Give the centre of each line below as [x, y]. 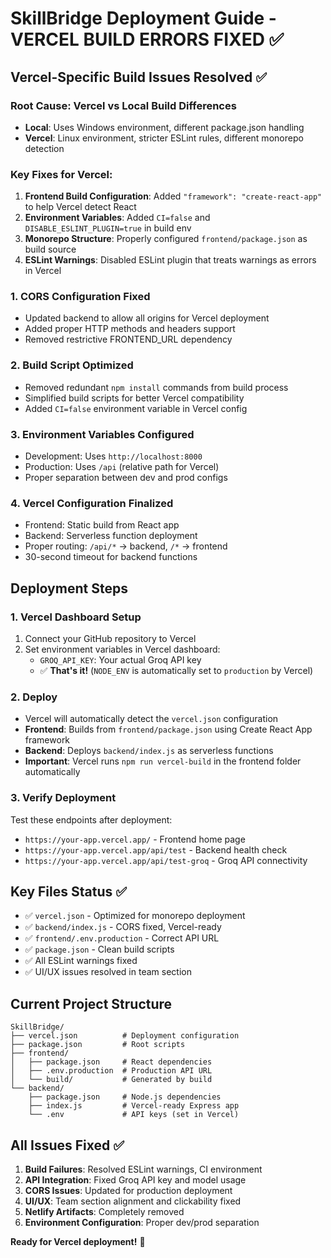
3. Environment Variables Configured [102, 434]
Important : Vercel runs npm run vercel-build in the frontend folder [163, 761]
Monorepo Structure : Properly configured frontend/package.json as [166, 239]
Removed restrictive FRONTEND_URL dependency [128, 339]
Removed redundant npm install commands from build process [156, 387]
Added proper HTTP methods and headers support [130, 329]
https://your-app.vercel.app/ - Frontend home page [135, 839]
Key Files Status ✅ [68, 892]
